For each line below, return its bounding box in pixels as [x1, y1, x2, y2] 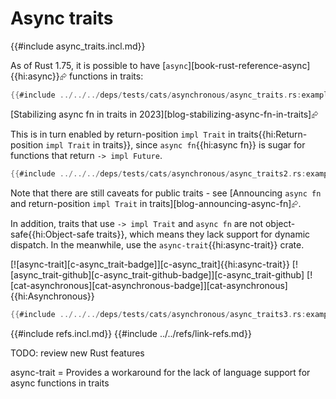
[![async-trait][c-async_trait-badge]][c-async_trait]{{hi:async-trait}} [10, 258, 290, 270]
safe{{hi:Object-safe [10, 228, 95, 240]
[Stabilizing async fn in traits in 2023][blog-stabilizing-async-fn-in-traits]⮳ [10, 108, 319, 120]
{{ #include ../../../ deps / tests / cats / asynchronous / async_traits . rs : [10, 90, 302, 100]
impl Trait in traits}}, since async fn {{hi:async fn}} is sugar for [45, 138, 306, 151]
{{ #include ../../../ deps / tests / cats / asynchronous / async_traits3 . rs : [10, 309, 307, 319]
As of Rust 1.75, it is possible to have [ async [10, 59, 189, 71]
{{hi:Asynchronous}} [10, 290, 95, 302]
